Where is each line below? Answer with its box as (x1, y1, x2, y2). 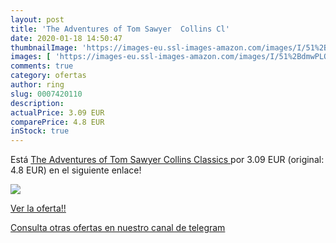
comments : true (10, 61, 74, 71)
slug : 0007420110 (10, 89, 83, 99)
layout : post (10, 14, 65, 25)
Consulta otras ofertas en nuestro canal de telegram (10, 222, 226, 234)
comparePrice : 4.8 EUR (10, 117, 105, 127)
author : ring (10, 80, 65, 90)
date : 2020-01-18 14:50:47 (10, 33, 123, 43)
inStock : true (10, 126, 70, 136)
